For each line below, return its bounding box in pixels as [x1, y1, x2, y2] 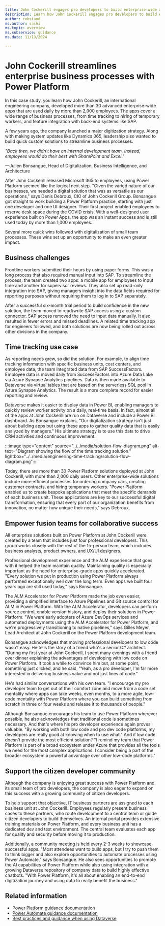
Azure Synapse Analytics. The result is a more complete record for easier [5, 387, 154, 393]
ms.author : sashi [5, 21, 41, 26]
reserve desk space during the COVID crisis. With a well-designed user [5, 209, 149, 215]
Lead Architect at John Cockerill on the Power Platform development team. [5, 630, 157, 636]
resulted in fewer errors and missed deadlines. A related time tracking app [5, 318, 155, 324]
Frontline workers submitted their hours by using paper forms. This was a [5, 266, 154, 272]
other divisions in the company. [5, 329, 69, 334]
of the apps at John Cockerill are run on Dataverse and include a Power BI [5, 412, 155, 419]
